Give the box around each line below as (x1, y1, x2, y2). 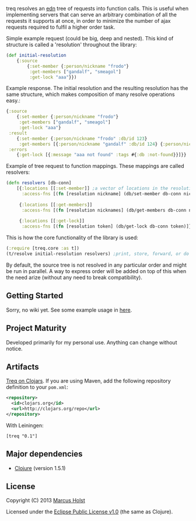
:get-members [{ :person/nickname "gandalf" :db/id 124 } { (19, 141, 163, 147)
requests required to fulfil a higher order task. (6, 23, 116, 30)
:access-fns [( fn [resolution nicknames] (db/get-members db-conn (21, 207, 187, 213)
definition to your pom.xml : (6, 384, 68, 391)
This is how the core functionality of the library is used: (6, 234, 139, 241)
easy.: (6, 97, 20, 104)
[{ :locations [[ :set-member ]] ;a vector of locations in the (16, 185, 168, 192)
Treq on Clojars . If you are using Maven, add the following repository (6, 377, 171, 385)
